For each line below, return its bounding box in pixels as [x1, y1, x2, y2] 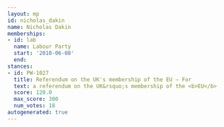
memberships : [7, 30, 46, 37]
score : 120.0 [13, 89, 52, 96]
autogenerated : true [7, 109, 69, 116]
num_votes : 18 [13, 102, 55, 109]
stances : [7, 63, 33, 70]
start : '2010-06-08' [13, 50, 74, 57]
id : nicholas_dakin [7, 17, 65, 24]
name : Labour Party [13, 43, 72, 50]
